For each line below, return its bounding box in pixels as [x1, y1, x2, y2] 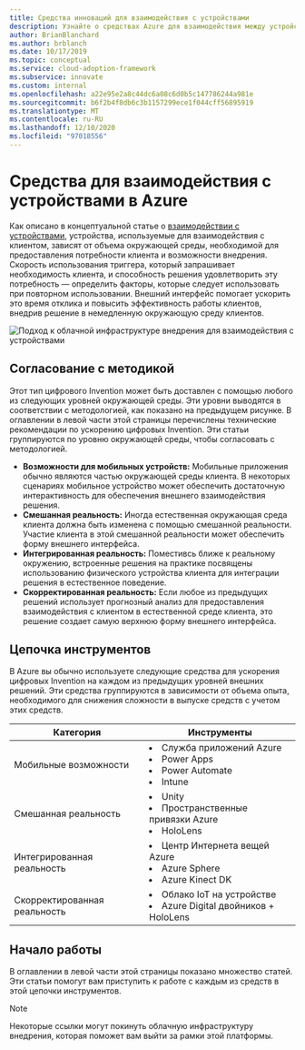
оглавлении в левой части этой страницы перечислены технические [9, 414, 277, 425]
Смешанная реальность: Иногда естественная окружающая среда [22, 509, 288, 520]
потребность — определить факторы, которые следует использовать [9, 278, 280, 289]
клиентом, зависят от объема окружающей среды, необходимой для [9, 239, 280, 250]
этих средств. [9, 704, 64, 715]
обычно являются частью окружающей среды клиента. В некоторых [22, 470, 290, 481]
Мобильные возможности [14, 759, 130, 772]
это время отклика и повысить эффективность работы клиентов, [9, 298, 262, 308]
